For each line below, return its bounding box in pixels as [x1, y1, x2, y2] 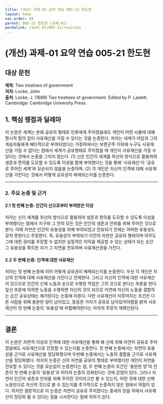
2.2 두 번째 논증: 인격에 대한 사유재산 [5, 257, 74, 263]
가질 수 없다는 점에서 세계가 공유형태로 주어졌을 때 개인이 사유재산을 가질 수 [14, 147, 157, 153]
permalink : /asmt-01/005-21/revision [5, 25, 81, 30]
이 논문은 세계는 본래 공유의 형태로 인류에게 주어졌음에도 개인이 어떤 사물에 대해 [5, 129, 155, 135]
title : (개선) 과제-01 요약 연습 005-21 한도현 [5, 7, 92, 12]
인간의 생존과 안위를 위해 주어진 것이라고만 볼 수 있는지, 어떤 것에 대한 [14, 376, 146, 382]
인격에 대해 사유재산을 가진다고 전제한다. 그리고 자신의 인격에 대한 [14, 275, 138, 280]
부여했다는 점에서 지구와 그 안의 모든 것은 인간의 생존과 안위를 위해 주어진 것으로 [5, 220, 157, 226]
